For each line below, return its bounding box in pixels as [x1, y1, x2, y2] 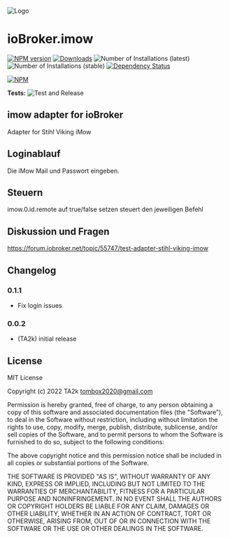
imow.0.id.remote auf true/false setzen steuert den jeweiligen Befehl [7, 205, 204, 213]
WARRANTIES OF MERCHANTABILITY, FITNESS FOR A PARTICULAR [7, 487, 205, 495]
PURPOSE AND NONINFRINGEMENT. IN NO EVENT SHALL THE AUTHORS [7, 494, 222, 503]
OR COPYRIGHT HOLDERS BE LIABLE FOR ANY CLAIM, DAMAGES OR [7, 502, 210, 510]
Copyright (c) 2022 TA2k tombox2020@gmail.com [7, 387, 153, 395]
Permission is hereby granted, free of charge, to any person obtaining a [7, 400, 213, 409]
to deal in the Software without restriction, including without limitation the [7, 415, 218, 423]
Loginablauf [7, 148, 61, 160]
